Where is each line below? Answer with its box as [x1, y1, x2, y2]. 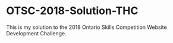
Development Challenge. [6, 29, 67, 37]
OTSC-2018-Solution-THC [6, 4, 139, 18]
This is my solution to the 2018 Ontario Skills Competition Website [6, 24, 168, 31]
